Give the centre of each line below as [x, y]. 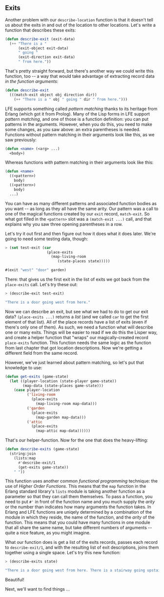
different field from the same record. [41, 353]
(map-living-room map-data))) [66, 404]
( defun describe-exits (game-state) [42, 449]
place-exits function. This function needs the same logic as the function [78, 343]
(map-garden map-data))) [61, 417]
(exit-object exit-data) [43, 48]
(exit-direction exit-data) [47, 57]
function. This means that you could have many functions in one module [78, 522]
